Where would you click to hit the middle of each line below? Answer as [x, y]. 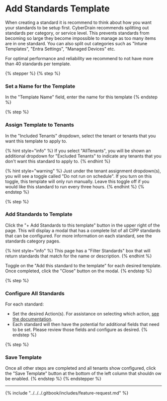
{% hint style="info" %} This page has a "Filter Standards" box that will [78, 250]
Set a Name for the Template [40, 86]
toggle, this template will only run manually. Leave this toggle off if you [77, 181]
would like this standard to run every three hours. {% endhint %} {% [75, 186]
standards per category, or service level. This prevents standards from [77, 33]
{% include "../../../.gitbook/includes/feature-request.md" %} [67, 393]
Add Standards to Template [39, 214]
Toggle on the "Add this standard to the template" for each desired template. [83, 265]
